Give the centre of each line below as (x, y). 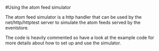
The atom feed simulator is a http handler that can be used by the (73, 17)
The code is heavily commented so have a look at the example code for (80, 38)
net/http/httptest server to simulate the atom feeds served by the (73, 22)
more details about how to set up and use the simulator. (63, 43)
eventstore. (17, 28)
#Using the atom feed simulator (38, 7)
